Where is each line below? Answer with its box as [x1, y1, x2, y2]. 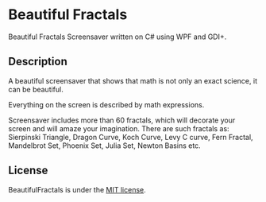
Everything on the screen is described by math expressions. [8, 99, 205, 109]
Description [8, 55, 67, 68]
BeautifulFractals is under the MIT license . [8, 185, 147, 194]
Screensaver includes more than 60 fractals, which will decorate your [8, 115, 236, 125]
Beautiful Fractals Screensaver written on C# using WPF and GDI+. [8, 32, 227, 41]
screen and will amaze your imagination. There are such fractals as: [8, 123, 229, 133]
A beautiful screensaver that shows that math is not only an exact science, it [8, 76, 258, 85]
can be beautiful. [8, 84, 64, 94]
